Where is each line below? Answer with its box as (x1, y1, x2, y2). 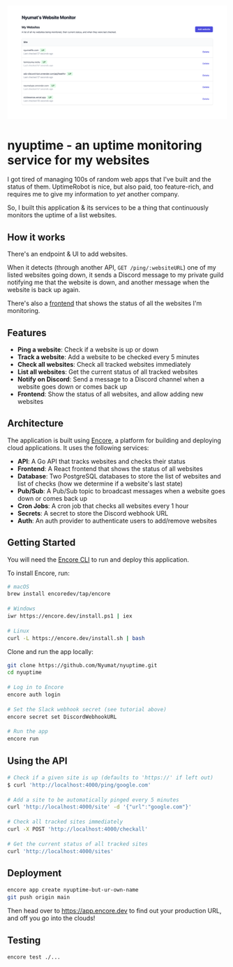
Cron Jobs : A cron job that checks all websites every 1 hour (17, 502, 189, 510)
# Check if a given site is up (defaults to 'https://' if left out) (7, 774, 214, 781)
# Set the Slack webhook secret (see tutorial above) (7, 706, 167, 713)
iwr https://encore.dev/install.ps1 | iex (7, 613, 133, 620)
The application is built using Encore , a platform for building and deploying (7, 436, 222, 444)
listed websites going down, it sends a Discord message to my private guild (7, 271, 224, 279)
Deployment (7, 867, 62, 879)
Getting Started (7, 537, 76, 548)
